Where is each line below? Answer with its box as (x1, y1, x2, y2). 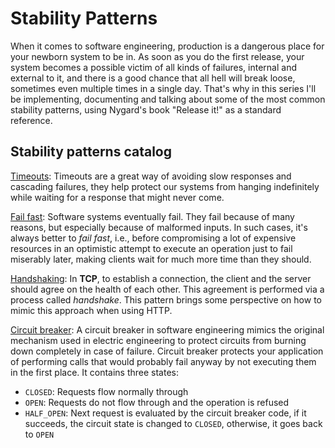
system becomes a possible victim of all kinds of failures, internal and (10, 61, 297, 73)
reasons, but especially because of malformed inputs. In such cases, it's (10, 221, 308, 233)
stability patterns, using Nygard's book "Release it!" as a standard (10, 103, 282, 116)
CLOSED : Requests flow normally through (24, 385, 189, 397)
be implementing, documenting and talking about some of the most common (10, 93, 326, 105)
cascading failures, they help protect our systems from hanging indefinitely (10, 180, 320, 192)
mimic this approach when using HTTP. (10, 304, 173, 316)
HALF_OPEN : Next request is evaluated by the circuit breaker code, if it (24, 407, 307, 419)
